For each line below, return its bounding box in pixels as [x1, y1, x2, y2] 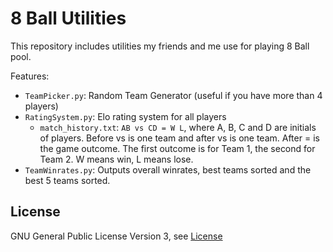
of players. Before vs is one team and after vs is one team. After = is [39, 132, 320, 144]
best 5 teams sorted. [24, 174, 111, 186]
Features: [10, 70, 50, 82]
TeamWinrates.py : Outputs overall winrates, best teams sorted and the [24, 163, 312, 176]
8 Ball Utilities [10, 7, 127, 30]
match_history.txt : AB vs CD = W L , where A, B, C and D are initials [39, 121, 317, 133]
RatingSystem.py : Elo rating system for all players [24, 110, 227, 122]
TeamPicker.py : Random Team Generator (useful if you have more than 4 [24, 89, 323, 101]
